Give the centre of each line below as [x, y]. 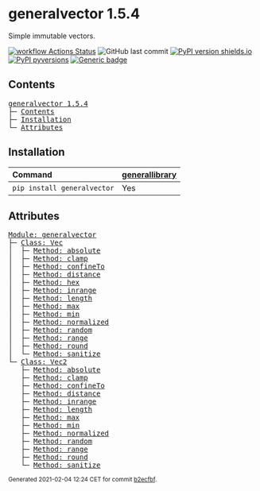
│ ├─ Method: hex [44, 282]
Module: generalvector [52, 235]
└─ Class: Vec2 [38, 362]
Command [33, 174]
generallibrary [149, 174]
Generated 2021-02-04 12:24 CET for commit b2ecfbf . [83, 480]
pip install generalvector [63, 188]
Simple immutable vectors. [52, 36]
